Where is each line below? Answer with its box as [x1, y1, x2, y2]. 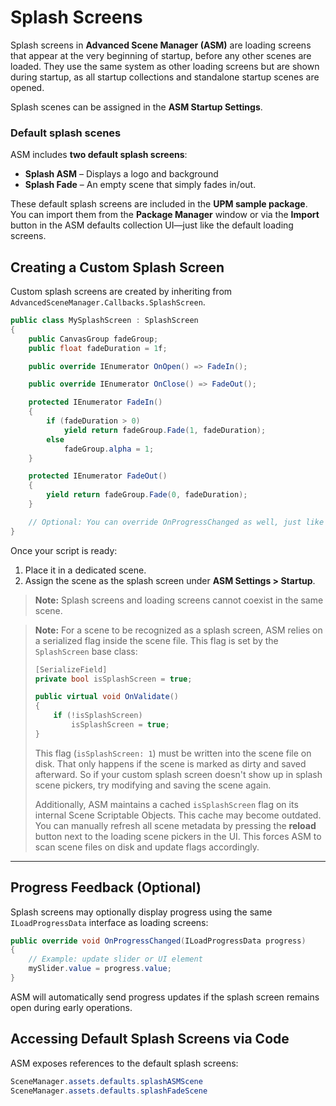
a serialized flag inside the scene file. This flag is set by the [34, 634, 279, 646]
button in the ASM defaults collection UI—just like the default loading [10, 219, 294, 231]
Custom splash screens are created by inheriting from [10, 286, 233, 298]
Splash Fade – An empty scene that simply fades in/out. [24, 179, 257, 191]
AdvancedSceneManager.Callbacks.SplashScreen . [10, 296, 206, 308]
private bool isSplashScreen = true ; [34, 674, 193, 684]
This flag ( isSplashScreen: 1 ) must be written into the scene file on [34, 747, 312, 759]
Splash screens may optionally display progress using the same [10, 906, 273, 918]
